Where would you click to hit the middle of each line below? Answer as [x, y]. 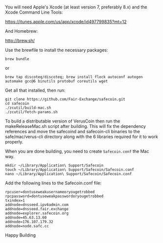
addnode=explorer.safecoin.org [37, 213]
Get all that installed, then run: [35, 90]
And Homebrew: [21, 31]
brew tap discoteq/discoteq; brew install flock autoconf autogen [74, 77]
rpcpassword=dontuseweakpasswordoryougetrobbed [54, 196]
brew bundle [17, 59]
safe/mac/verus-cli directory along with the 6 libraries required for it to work [81, 137]
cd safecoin [17, 103]
